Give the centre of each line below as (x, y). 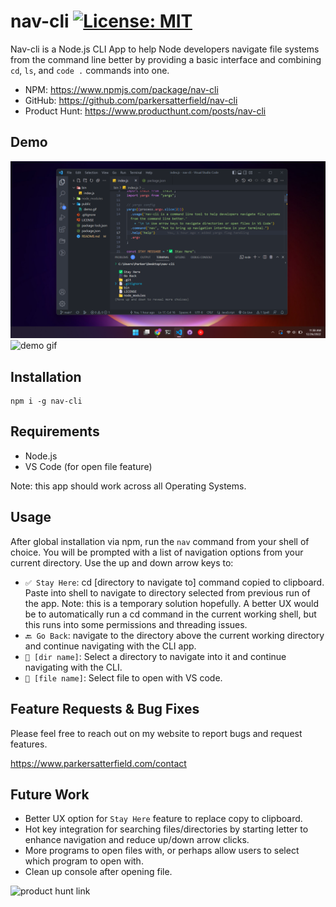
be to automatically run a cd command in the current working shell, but (170, 614)
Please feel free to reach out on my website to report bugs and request (156, 733)
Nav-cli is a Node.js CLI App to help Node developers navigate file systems (165, 49)
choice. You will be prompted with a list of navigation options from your (157, 552)
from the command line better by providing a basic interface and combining (166, 59)
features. (29, 744)
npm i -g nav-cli (46, 401)
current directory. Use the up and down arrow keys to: (122, 562)
